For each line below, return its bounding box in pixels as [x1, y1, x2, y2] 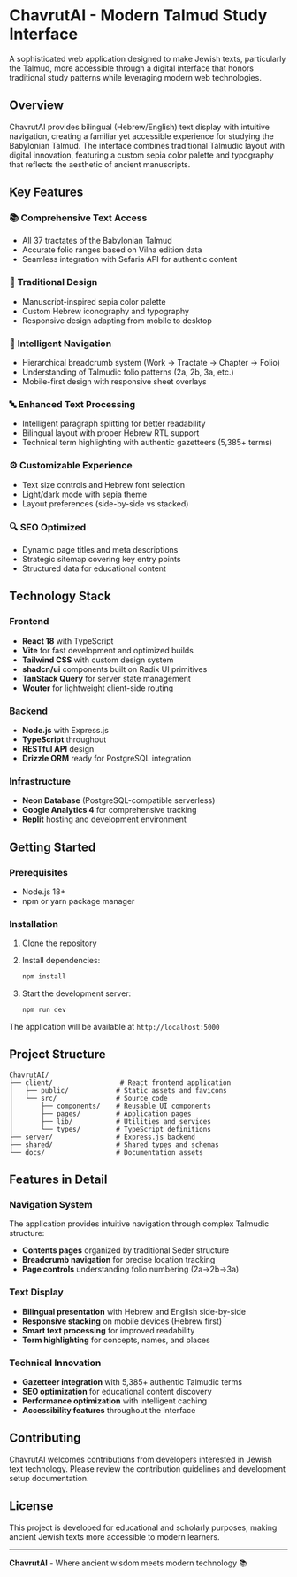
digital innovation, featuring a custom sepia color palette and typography [9, 150, 274, 160]
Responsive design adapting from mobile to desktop [21, 315, 212, 326]
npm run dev [21, 1006, 66, 1015]
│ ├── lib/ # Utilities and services [9, 1117, 212, 1125]
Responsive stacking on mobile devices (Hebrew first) [21, 1316, 223, 1326]
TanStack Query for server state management [21, 673, 192, 684]
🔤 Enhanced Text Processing [9, 398, 136, 410]
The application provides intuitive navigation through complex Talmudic [9, 1218, 270, 1229]
